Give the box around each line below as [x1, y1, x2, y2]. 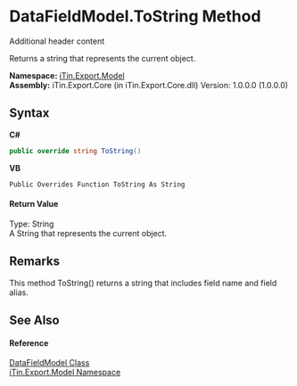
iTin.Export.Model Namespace [9, 367, 121, 378]
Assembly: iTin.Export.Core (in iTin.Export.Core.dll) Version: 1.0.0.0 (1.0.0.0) [9, 79, 288, 90]
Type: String [9, 218, 54, 229]
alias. [9, 287, 29, 298]
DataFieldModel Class [9, 357, 90, 368]
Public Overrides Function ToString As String [9, 180, 186, 189]
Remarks [9, 254, 61, 269]
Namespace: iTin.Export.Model [9, 70, 125, 81]
